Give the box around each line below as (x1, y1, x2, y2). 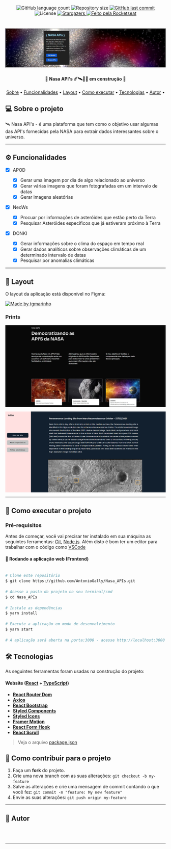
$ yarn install (5, 611, 38, 616)
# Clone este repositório (5, 573, 60, 578)
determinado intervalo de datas (20, 252, 87, 258)
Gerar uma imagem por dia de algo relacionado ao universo (20, 177, 145, 183)
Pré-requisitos (5, 521, 42, 528)
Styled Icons (12, 713, 40, 719)
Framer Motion (12, 719, 45, 725)
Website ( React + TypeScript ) (5, 680, 69, 686)
